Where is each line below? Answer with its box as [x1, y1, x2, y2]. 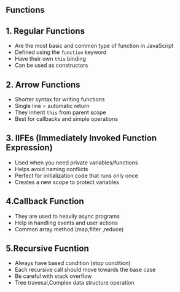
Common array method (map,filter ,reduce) [14, 225, 124, 232]
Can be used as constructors [14, 61, 88, 69]
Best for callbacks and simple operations [14, 115, 118, 123]
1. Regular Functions [6, 26, 85, 36]
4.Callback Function [6, 196, 84, 207]
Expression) [6, 142, 53, 153]
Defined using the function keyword [14, 48, 107, 56]
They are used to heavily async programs [14, 212, 120, 220]
